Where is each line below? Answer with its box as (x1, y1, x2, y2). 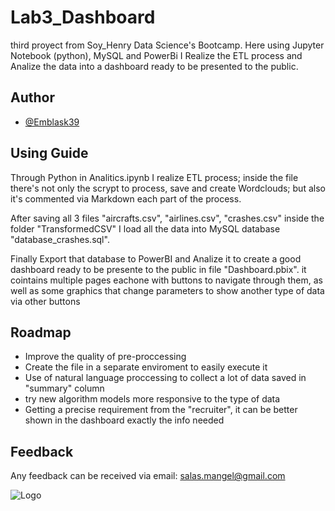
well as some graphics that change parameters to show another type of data (10, 284, 325, 296)
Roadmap (10, 324, 72, 341)
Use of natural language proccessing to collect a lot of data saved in (24, 372, 307, 384)
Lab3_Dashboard (10, 6, 156, 29)
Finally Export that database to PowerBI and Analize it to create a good (10, 252, 302, 265)
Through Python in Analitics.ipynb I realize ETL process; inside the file (10, 171, 299, 183)
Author (10, 89, 55, 106)
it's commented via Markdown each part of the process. (10, 192, 242, 205)
